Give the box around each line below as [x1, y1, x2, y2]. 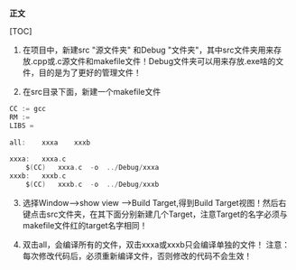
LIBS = [9, 121, 34, 130]
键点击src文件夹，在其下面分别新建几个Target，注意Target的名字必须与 [22, 209, 288, 219]
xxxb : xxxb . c [9, 172, 67, 181]
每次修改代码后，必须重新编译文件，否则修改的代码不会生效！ [22, 250, 253, 261]
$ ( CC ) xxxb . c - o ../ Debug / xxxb [25, 180, 160, 189]
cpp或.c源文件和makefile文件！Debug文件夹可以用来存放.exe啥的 [32, 56, 276, 66]
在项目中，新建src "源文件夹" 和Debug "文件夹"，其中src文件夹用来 [22, 44, 274, 55]
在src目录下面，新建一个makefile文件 [22, 87, 162, 97]
